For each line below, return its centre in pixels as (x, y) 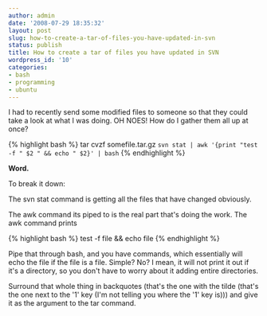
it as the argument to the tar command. (73, 303)
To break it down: (37, 184)
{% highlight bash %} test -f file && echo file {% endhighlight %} (114, 239)
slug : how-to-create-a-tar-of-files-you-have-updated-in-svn (112, 38)
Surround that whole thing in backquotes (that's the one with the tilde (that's (133, 287)
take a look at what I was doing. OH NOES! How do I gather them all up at (128, 121)
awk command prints (43, 223)
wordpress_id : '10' (41, 60)
